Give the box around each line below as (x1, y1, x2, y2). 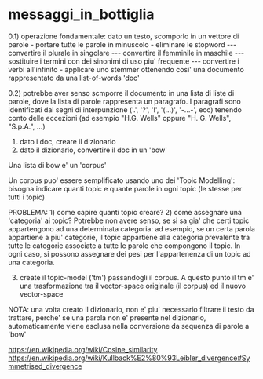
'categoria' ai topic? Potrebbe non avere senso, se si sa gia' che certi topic (8, 216, 250, 225)
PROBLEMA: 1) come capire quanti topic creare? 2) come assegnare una (8, 207, 242, 217)
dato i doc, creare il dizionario (19, 137, 116, 146)
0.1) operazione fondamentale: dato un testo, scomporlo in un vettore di (8, 31, 239, 41)
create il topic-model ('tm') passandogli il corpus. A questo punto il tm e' (19, 272, 254, 282)
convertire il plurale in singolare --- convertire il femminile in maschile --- (8, 48, 245, 57)
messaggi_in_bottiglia (8, 5, 155, 24)
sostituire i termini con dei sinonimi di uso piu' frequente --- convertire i (8, 56, 239, 66)
